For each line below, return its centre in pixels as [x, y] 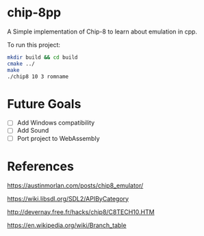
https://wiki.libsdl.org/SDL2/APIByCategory [68, 198]
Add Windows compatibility [56, 123]
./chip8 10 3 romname [38, 77]
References [40, 166]
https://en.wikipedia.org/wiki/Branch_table [67, 225]
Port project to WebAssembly [59, 138]
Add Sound [33, 131]
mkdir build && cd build [42, 57]
